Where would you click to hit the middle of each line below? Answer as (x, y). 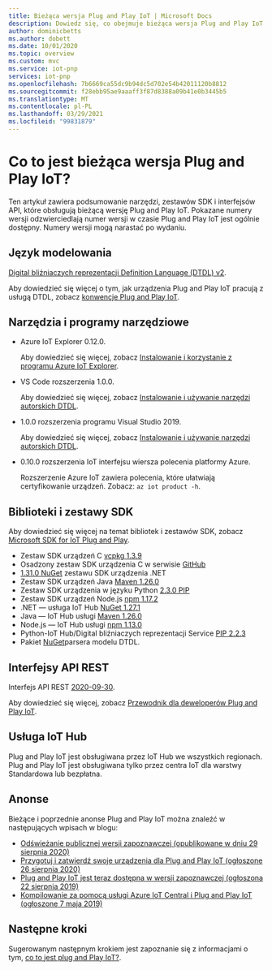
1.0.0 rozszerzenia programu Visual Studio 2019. (101, 422)
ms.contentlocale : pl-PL (50, 106)
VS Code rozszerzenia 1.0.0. (67, 382)
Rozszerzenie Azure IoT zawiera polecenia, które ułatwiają (117, 478)
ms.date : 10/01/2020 (43, 46)
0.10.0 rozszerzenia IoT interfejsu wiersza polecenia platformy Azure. (135, 462)
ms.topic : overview (41, 54)
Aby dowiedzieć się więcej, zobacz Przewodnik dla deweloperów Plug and (133, 703)
